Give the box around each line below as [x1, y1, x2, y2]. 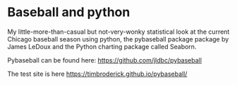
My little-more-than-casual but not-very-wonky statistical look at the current [7, 27, 230, 36]
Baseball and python [7, 4, 130, 20]
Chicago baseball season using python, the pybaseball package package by [7, 34, 229, 43]
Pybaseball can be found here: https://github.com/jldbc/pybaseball [7, 55, 202, 64]
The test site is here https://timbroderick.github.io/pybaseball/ [7, 70, 188, 78]
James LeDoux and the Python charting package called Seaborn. [7, 42, 197, 51]
